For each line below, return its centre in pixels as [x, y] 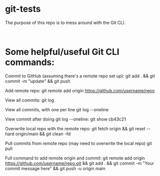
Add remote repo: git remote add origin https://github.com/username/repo [80, 90]
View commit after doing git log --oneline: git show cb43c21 [66, 119]
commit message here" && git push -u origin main [55, 168]
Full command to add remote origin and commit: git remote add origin [75, 158]
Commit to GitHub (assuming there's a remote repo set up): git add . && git [80, 76]
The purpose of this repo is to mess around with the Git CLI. [65, 23]
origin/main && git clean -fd [43, 134]
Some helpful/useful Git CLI [62, 52]
